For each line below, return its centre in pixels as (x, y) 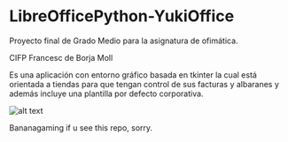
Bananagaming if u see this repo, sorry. (81, 127)
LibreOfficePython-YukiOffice (122, 16)
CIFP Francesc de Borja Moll (61, 57)
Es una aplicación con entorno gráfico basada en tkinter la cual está (133, 75)
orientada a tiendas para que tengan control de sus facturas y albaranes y (144, 84)
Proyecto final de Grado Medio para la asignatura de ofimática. (124, 41)
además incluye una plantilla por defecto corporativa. (106, 93)
